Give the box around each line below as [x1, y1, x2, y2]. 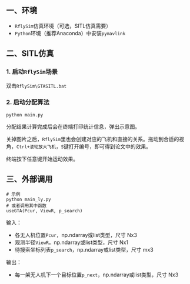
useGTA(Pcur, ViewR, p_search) [6, 208, 83, 213]
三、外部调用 [6, 174, 53, 184]
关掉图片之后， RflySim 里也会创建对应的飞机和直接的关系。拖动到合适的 [6, 135, 179, 142]
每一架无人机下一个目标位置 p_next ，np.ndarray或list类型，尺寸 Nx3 [14, 271, 179, 278]
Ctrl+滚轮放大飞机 [16, 143, 56, 150]
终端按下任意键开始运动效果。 [6, 155, 78, 162]
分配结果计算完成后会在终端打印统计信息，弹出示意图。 [6, 123, 140, 130]
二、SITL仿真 [6, 49, 54, 59]
